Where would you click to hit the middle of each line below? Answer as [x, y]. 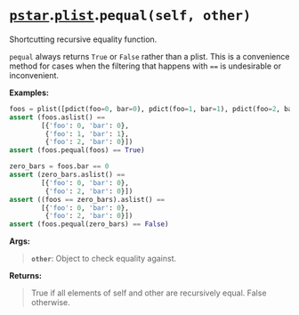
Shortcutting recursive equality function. [83, 39]
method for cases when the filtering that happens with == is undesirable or [145, 66]
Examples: [29, 93]
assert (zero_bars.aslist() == [67, 175]
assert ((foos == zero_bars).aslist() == [87, 199]
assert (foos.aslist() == [57, 117]
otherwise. [51, 303]
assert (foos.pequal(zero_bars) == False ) [89, 224]
